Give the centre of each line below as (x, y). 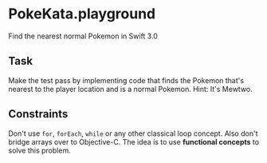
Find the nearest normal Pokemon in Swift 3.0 (83, 36)
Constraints (38, 114)
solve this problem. (39, 150)
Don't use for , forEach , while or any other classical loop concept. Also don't (133, 133)
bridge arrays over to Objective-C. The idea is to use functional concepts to (134, 141)
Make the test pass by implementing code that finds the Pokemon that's (126, 80)
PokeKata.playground (82, 14)
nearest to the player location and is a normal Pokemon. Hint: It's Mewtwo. (130, 89)
